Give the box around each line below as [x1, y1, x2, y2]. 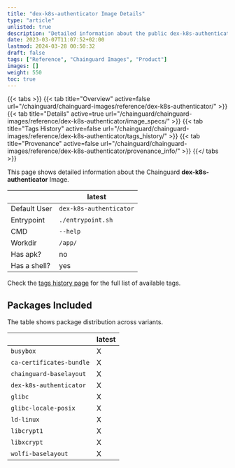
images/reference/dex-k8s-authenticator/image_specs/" [7, 117, 170, 126]
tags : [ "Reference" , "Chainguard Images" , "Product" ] [7, 56, 168, 63]
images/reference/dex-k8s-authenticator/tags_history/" [7, 132, 168, 140]
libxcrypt [10, 439, 43, 446]
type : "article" [7, 17, 55, 24]
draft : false [7, 50, 45, 57]
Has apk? [10, 250, 42, 260]
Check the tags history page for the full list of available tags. [7, 279, 181, 288]
